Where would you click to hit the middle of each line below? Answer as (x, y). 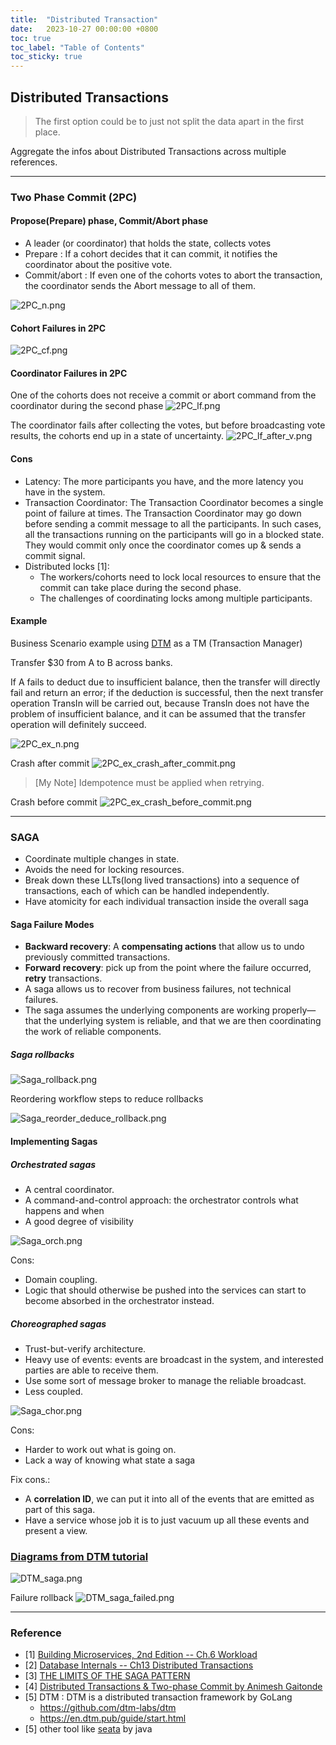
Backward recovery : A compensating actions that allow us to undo (164, 947)
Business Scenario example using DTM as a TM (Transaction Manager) (156, 643)
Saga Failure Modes (52, 924)
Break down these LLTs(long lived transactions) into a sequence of (162, 880)
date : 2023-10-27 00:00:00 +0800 (84, 29)
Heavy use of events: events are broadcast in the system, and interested (174, 1359)
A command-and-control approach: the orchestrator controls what (161, 1200)
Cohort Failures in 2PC (58, 328)
